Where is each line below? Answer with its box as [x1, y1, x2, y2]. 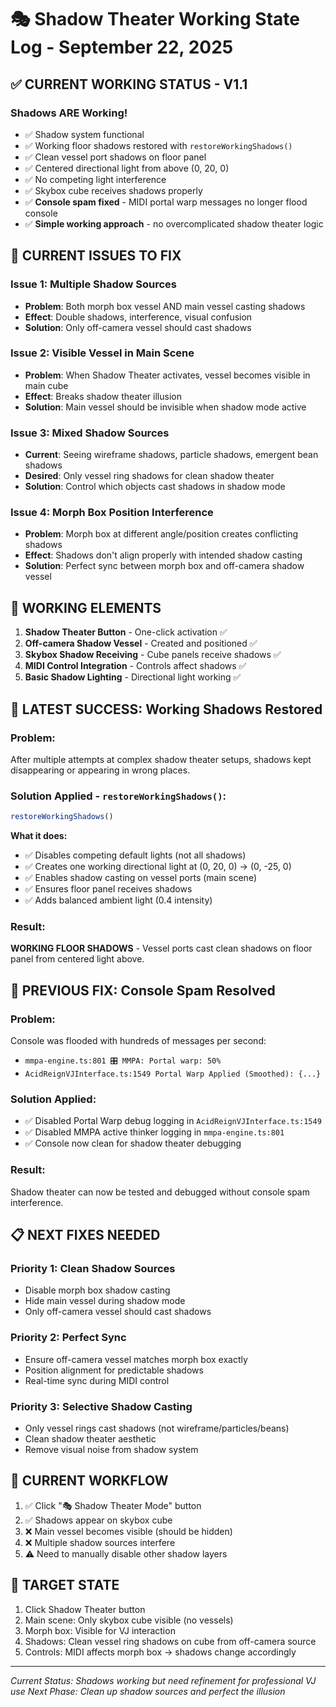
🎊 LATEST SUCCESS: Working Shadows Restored [10, 701, 323, 718]
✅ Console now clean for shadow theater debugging [24, 1137, 242, 1150]
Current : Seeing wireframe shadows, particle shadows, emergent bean [24, 449, 319, 461]
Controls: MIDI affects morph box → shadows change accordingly [24, 1646, 297, 1658]
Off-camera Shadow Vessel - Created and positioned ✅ [24, 637, 258, 650]
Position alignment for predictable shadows [24, 1364, 204, 1376]
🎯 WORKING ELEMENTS [10, 599, 162, 616]
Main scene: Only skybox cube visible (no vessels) [24, 1614, 234, 1626]
